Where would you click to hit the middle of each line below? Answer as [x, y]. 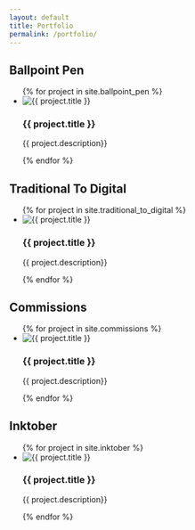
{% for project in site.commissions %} [92, 329]
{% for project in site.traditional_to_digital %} [104, 210]
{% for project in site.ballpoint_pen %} [92, 92]
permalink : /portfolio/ [53, 34]
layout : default [39, 17]
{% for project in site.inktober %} [83, 447]
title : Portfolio [41, 26]
